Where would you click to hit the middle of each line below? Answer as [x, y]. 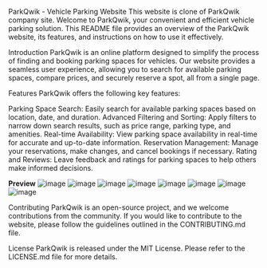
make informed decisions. [51, 168]
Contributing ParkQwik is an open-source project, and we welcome [119, 207]
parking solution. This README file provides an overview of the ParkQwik [129, 28]
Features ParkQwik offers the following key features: [94, 93]
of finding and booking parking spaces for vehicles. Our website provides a [132, 61]
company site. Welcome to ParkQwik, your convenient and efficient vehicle [132, 20]
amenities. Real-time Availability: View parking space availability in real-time [133, 134]
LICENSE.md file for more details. [63, 257]
